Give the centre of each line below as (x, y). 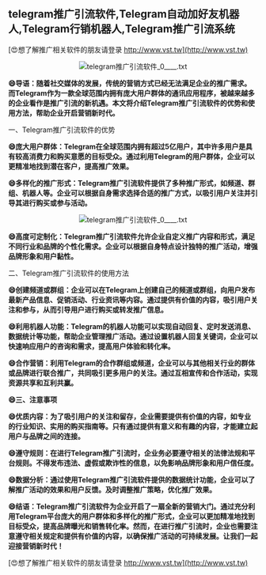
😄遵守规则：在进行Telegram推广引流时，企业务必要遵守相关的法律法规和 (128, 452)
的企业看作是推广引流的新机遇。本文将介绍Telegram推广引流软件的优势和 (128, 103)
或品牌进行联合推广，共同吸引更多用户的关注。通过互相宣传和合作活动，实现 (133, 373)
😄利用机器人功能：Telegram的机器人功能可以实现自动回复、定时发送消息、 (132, 326)
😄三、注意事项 (33, 399)
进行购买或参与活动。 (57, 202)
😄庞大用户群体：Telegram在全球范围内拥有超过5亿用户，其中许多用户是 (127, 146)
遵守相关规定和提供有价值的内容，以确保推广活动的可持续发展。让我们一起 (136, 535)
